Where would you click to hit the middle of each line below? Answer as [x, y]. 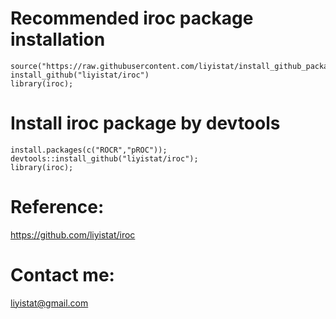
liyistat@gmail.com [49, 303]
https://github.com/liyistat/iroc [73, 234]
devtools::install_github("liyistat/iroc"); [104, 158]
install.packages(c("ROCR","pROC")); [89, 150]
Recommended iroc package [132, 18]
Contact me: [62, 275]
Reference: [57, 207]
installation [58, 39]
